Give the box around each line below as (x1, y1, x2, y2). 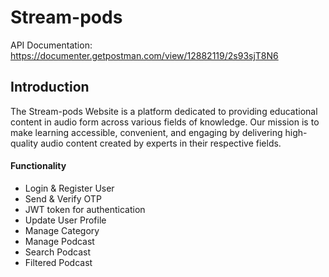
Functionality (10, 160, 67, 172)
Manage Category (24, 224, 100, 236)
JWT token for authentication (24, 203, 146, 215)
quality (10, 137, 39, 149)
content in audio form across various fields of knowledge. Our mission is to (10, 116, 320, 128)
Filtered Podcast (24, 256, 93, 268)
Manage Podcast (24, 235, 95, 247)
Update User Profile (24, 214, 107, 226)
